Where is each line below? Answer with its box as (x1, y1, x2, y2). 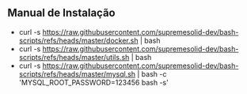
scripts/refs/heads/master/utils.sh (18, 52, 130, 62)
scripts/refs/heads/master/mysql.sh (18, 69, 136, 78)
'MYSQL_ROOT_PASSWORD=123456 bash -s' (18, 77, 169, 87)
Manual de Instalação (7, 6, 116, 20)
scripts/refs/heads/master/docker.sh (18, 36, 139, 45)
